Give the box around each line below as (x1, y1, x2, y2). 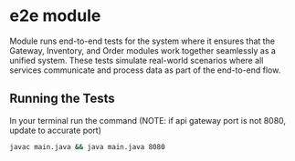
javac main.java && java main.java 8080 (9, 142, 166, 151)
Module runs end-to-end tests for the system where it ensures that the (9, 35, 276, 46)
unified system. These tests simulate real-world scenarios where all (9, 55, 264, 65)
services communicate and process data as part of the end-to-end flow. (9, 65, 281, 75)
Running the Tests (9, 91, 116, 106)
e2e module (9, 5, 101, 26)
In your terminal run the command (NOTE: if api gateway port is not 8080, (9, 115, 286, 126)
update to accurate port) (9, 125, 102, 136)
